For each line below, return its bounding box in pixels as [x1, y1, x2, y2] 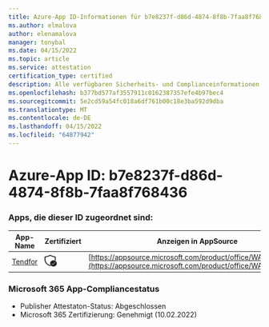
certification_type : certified [8, 72, 113, 80]
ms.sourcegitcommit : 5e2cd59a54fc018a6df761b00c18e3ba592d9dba [8, 97, 224, 106]
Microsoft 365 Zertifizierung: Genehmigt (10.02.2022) [19, 309, 198, 319]
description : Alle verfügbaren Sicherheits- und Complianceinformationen [8, 80, 260, 88]
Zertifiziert [44, 237, 82, 246]
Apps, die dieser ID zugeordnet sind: [8, 212, 154, 223]
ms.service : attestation [8, 64, 91, 72]
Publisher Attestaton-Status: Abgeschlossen [19, 301, 167, 311]
